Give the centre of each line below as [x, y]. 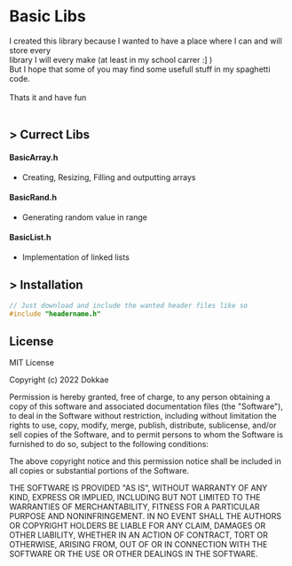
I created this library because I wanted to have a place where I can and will [146, 41]
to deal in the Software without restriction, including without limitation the [143, 416]
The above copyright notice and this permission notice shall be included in [145, 461]
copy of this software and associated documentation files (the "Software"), [146, 406]
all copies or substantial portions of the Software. [99, 471]
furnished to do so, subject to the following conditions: [109, 444]
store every [30, 50]
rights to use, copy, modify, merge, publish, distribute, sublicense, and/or [143, 425]
